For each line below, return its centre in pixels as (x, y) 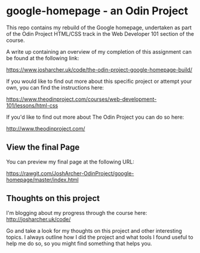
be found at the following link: (43, 58)
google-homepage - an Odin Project (97, 11)
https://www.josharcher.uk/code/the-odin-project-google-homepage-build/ (99, 69)
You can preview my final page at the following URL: (70, 162)
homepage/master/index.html (42, 180)
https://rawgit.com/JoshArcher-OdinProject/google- (70, 173)
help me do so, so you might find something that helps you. (79, 243)
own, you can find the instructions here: (55, 87)
